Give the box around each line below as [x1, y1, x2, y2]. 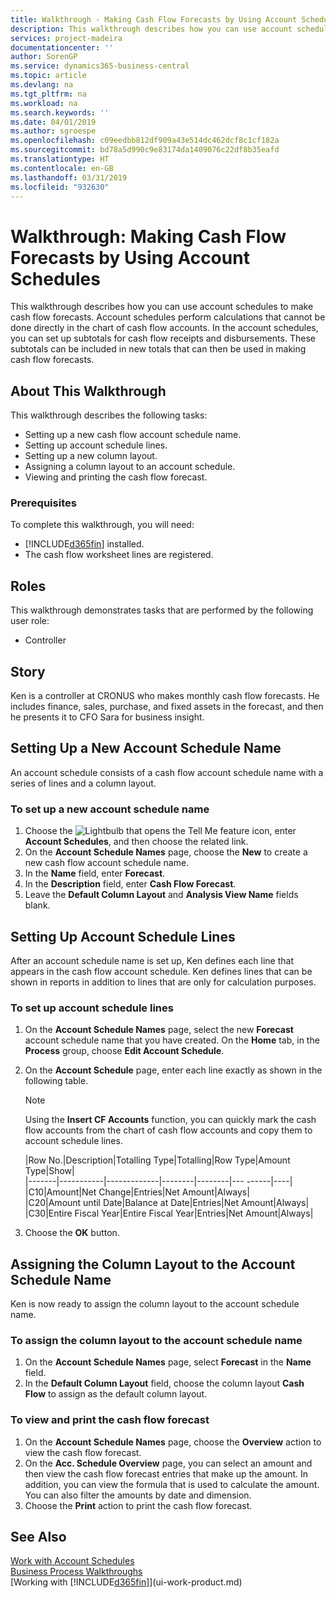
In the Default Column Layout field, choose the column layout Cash [24, 1377, 305, 1390]
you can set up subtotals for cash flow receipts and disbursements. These [10, 332, 316, 345]
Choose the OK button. [24, 1227, 120, 1239]
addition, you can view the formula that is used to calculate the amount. [24, 1478, 320, 1490]
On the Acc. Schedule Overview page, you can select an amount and [24, 1457, 313, 1469]
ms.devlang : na [10, 80, 74, 90]
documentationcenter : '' [10, 42, 114, 53]
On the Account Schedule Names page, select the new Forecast [24, 1024, 294, 1036]
